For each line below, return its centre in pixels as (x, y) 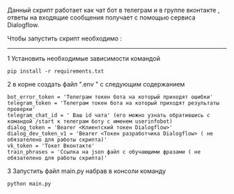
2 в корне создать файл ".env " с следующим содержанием (96, 84)
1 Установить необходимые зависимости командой (84, 58)
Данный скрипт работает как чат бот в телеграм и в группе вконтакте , (114, 10)
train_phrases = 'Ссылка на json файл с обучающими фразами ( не (104, 152)
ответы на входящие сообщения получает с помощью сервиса (102, 17)
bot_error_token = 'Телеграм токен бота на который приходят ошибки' (110, 97)
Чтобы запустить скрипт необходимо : (65, 38)
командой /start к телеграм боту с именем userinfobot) (90, 121)
